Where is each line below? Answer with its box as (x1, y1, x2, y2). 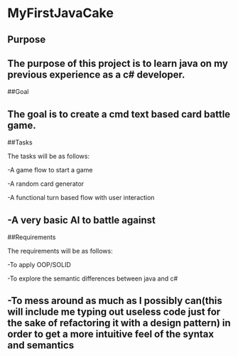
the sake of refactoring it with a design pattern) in (7, 317, 231, 329)
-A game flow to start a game (7, 166, 93, 174)
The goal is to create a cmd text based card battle (7, 108, 231, 120)
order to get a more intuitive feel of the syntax (7, 328, 215, 340)
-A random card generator (7, 179, 85, 188)
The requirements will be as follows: (7, 247, 113, 256)
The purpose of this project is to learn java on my (7, 57, 229, 69)
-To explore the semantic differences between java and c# (7, 274, 178, 283)
